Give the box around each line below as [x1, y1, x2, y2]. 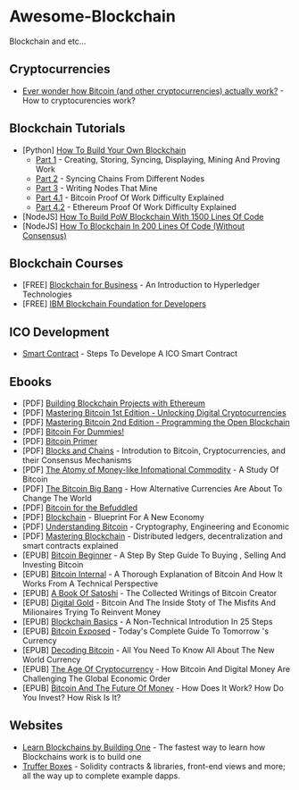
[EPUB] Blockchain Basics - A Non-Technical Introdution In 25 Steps [21, 617, 273, 626]
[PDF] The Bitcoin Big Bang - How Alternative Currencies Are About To [21, 483, 283, 493]
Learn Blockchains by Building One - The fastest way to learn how [21, 742, 266, 752]
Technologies [21, 289, 73, 300]
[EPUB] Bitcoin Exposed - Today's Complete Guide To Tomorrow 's [21, 626, 270, 636]
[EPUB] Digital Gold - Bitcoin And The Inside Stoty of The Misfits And [21, 597, 277, 608]
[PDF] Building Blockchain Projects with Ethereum [21, 398, 205, 408]
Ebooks [9, 374, 52, 390]
